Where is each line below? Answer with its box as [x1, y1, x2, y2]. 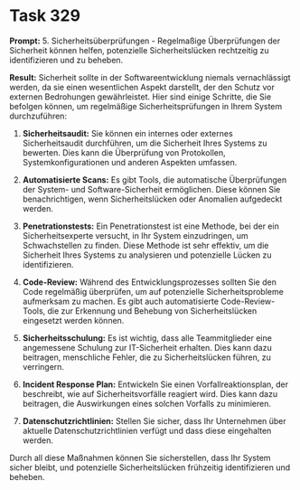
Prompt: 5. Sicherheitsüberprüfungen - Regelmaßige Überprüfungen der [9, 35, 281, 46]
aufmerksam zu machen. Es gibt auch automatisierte [22, 296, 220, 306]
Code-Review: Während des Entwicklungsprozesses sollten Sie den [22, 277, 277, 287]
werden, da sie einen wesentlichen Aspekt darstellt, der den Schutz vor [9, 81, 276, 92]
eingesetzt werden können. [22, 315, 125, 325]
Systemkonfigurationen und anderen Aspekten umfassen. [22, 156, 238, 167]
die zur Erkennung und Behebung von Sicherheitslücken [47, 305, 258, 316]
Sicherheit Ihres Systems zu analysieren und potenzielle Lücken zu [22, 250, 273, 260]
